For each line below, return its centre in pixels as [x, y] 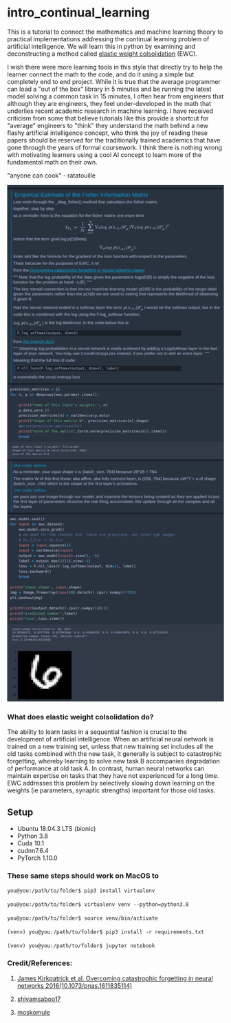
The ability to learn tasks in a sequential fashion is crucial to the [97, 732]
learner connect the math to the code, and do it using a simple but [101, 74]
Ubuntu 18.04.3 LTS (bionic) [56, 829]
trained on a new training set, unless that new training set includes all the [110, 747]
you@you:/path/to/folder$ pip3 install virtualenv [81, 891]
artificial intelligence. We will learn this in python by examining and [101, 46]
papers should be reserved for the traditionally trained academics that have [114, 140]
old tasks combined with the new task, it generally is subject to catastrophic [114, 754]
